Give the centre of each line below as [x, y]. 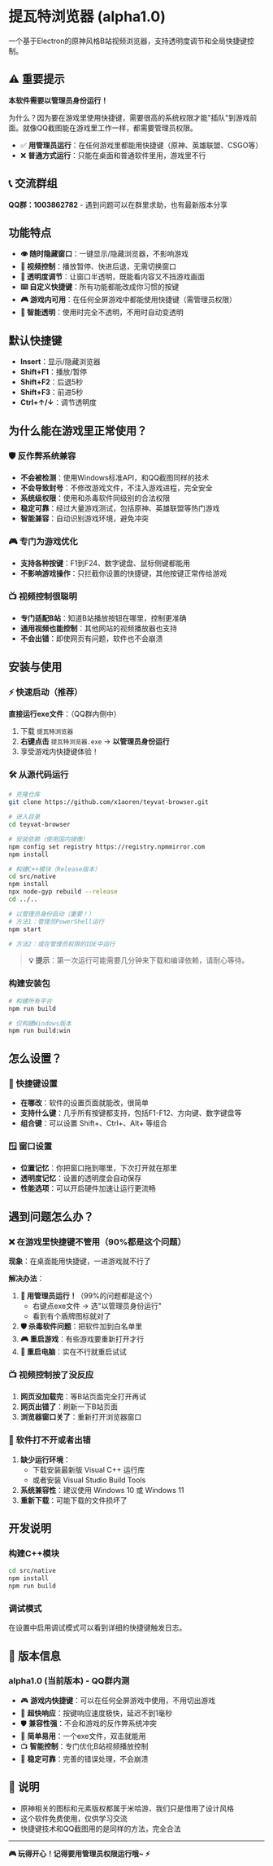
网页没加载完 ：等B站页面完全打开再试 [83, 1397]
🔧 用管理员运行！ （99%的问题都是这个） [88, 1295]
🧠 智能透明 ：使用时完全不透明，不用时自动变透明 [102, 312]
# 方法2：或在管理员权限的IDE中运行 [62, 944]
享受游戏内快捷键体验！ [59, 752]
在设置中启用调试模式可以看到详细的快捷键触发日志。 [97, 1628]
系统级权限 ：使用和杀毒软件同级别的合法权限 [95, 498]
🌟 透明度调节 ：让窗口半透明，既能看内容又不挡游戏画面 [113, 277]
